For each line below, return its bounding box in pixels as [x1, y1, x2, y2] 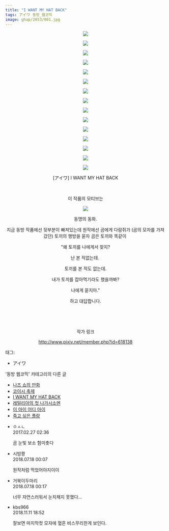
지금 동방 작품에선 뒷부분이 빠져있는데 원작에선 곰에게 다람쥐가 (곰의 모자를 [7, 227, 155, 233]
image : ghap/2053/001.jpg [5, 17, 60, 22]
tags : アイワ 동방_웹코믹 [5, 12, 52, 17]
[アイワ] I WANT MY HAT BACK [52, 175, 119, 181]
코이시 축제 [12, 388, 35, 394]
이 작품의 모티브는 [68, 196, 103, 202]
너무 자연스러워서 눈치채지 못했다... [12, 494, 82, 500]
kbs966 [12, 504, 29, 510]
